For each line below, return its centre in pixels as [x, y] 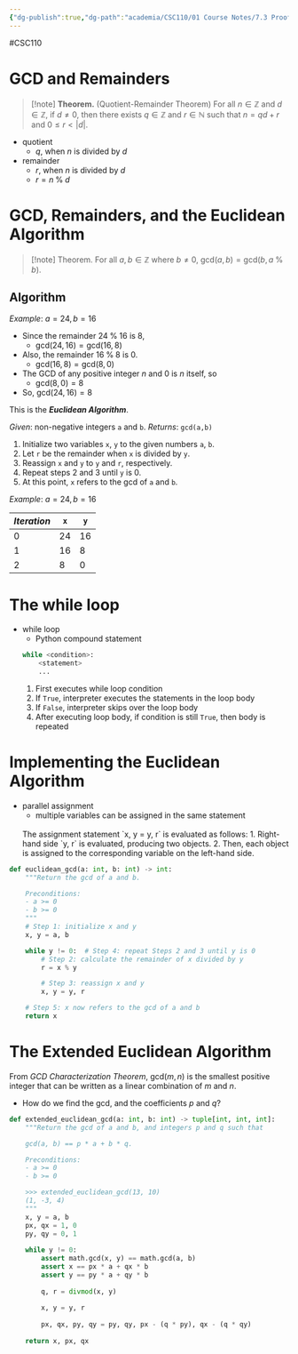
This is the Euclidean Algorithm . [69, 410]
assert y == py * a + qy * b [95, 1275]
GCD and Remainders [90, 79]
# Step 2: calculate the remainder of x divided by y [142, 959]
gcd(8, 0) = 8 [59, 383]
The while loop [64, 605]
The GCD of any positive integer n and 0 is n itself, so [119, 373]
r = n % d [53, 180]
